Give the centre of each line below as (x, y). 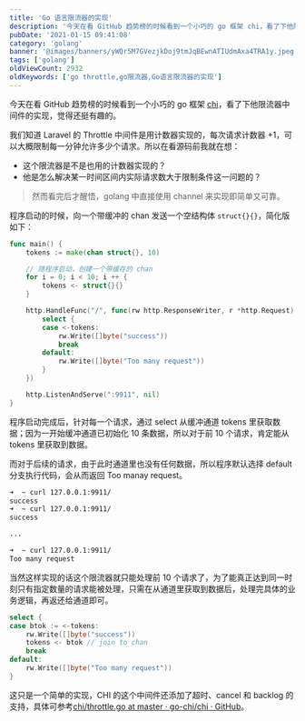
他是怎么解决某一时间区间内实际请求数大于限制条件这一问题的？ (142, 176)
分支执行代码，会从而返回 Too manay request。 (98, 475)
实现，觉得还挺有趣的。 (77, 115)
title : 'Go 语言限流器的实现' (61, 18)
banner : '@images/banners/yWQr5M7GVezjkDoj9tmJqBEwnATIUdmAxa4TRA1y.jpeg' (154, 52)
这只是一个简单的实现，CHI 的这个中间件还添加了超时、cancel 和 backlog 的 (152, 695)
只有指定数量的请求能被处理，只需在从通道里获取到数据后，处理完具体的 (152, 588)
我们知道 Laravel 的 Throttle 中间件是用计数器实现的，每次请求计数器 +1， (147, 135)
